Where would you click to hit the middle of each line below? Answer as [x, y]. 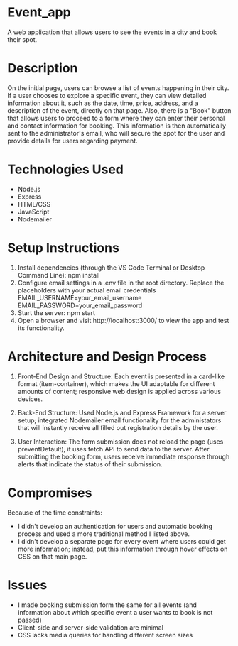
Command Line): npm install [59, 275]
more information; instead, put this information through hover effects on [123, 549]
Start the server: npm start [56, 312]
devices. [30, 399]
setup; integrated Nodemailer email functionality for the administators [119, 420]
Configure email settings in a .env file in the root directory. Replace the [121, 283]
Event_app [39, 12]
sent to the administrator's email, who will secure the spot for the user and [116, 133]
